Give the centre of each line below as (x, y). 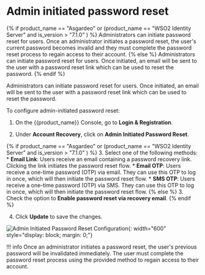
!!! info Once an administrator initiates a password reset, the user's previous (102, 247)
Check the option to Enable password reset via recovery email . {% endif (99, 198)
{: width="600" (147, 228)
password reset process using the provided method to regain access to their (103, 260)
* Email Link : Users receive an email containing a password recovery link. (99, 159)
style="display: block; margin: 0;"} (50, 235)
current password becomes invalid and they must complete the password (99, 48)
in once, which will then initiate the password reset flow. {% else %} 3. (95, 192)
